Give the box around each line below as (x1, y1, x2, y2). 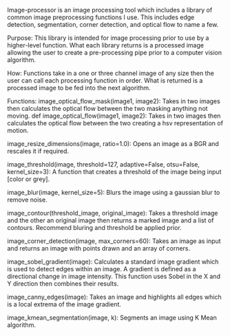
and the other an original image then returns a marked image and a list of (7, 216, 214, 224)
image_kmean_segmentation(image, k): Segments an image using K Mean (7, 313, 217, 322)
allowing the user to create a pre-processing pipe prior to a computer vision (7, 48, 222, 56)
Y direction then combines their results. (7, 280, 119, 288)
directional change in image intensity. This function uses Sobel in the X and (7, 272, 220, 280)
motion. (7, 127, 29, 134)
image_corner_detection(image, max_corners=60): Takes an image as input (7, 237, 222, 245)
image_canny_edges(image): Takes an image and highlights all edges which (7, 293, 222, 301)
